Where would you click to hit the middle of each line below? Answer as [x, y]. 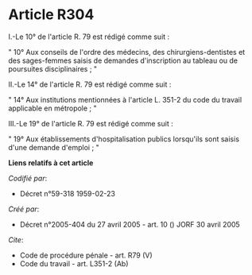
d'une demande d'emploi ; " [54, 147]
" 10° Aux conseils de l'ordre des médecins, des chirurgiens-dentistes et [127, 52]
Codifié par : [28, 178]
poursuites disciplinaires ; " [53, 68]
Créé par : [24, 209]
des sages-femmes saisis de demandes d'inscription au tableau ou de [123, 60]
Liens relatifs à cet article [51, 163]
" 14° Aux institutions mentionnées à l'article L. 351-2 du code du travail [125, 99]
